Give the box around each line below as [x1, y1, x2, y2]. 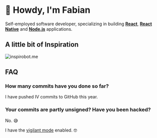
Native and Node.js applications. [5, 26, 73, 32]
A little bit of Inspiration [5, 41, 79, 49]
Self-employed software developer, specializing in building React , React [5, 21, 152, 27]
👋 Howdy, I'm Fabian [5, 4, 90, 16]
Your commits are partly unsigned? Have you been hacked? [5, 106, 151, 113]
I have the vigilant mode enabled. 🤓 [5, 127, 78, 133]
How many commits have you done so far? [5, 83, 109, 90]
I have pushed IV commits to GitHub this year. [5, 94, 98, 100]
